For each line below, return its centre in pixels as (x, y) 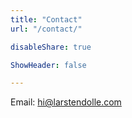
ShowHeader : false (48, 65)
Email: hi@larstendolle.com (66, 102)
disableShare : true (51, 47)
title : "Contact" (46, 19)
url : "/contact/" (46, 29)
